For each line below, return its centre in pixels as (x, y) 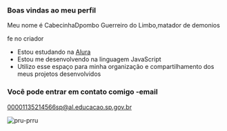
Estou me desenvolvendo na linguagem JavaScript (89, 59)
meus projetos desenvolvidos (59, 74)
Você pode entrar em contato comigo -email (82, 92)
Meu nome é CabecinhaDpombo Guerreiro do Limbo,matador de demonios (114, 26)
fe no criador (26, 39)
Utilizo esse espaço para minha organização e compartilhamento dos (116, 67)
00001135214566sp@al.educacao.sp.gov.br (70, 107)
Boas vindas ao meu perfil (52, 10)
